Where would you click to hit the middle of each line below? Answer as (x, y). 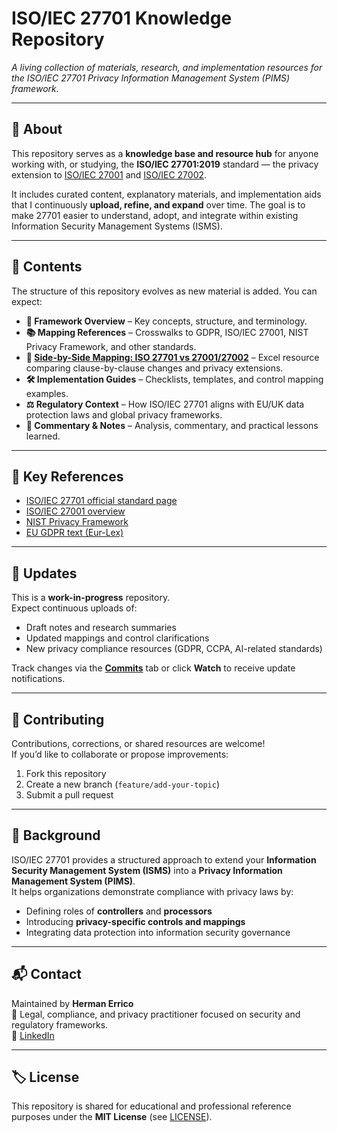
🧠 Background (56, 835)
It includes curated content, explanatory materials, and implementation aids (166, 194)
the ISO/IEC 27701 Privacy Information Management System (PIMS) (151, 78)
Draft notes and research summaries (101, 628)
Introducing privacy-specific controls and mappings (135, 921)
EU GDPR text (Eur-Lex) (74, 533)
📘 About (37, 129)
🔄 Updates (44, 573)
